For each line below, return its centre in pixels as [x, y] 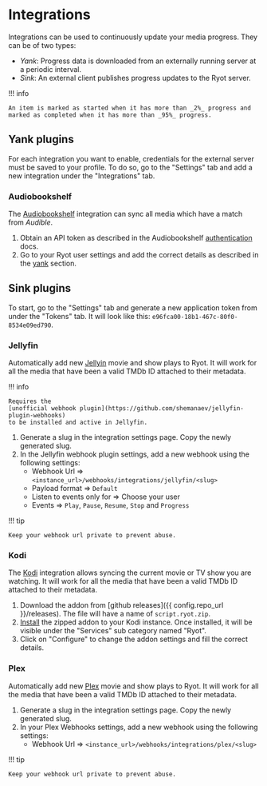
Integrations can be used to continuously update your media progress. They [133, 37]
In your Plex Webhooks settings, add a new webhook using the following [139, 727]
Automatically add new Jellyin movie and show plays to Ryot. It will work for [133, 363]
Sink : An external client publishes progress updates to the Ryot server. [135, 78]
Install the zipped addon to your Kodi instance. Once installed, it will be [136, 622]
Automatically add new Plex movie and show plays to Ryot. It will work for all [133, 686]
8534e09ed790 [30, 325]
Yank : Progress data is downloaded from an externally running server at [138, 61]
